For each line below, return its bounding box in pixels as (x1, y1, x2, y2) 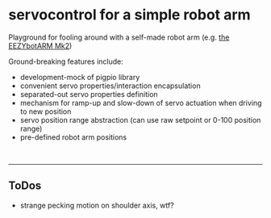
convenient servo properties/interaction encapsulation (19, 81, 201, 90)
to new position (19, 107, 72, 116)
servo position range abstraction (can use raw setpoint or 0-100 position (19, 115, 261, 124)
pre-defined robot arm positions (19, 132, 127, 142)
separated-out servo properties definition (19, 89, 159, 99)
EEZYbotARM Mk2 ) (8, 40, 73, 50)
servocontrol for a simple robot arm (8, 6, 252, 24)
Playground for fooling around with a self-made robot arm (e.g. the (8, 32, 230, 42)
